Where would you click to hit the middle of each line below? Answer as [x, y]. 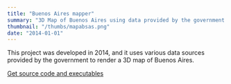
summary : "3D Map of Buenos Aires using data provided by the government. [118, 20]
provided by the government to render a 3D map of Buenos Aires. [101, 60]
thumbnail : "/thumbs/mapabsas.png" [59, 26]
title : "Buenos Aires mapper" [51, 14]
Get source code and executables [55, 74]
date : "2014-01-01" [35, 33]
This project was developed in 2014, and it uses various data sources [106, 53]
